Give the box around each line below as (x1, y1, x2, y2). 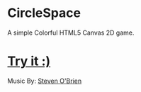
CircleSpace (7, 5, 81, 21)
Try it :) (7, 53, 51, 69)
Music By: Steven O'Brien (7, 76, 82, 85)
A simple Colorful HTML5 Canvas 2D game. (7, 28, 135, 37)
